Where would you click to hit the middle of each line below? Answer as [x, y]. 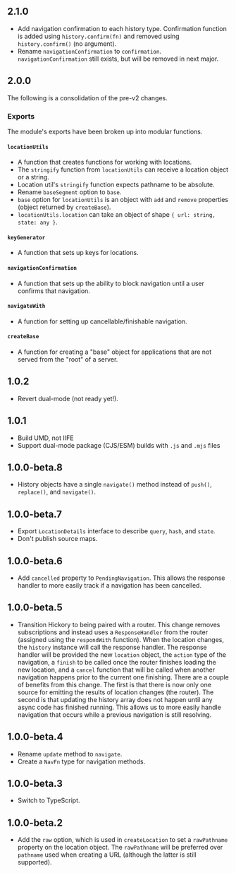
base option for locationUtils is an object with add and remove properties [123, 200]
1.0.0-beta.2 [35, 822]
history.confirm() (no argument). [67, 43]
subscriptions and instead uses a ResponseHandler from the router [113, 632]
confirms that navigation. [54, 291]
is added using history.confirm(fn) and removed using [98, 36]
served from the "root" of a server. [68, 359]
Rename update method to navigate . [70, 754]
